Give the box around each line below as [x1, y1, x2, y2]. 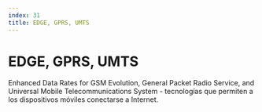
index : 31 [8, 11, 41, 20]
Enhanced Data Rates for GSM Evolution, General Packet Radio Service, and [8, 78, 255, 88]
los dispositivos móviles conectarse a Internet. [8, 95, 159, 104]
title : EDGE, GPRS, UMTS [8, 19, 90, 27]
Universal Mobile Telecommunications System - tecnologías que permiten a [8, 87, 253, 96]
